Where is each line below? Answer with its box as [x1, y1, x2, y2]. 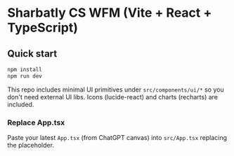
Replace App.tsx [7, 118, 65, 127]
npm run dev [7, 72, 42, 80]
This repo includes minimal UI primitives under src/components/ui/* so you [7, 85, 224, 94]
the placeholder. [7, 141, 55, 150]
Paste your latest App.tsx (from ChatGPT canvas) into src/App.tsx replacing [7, 134, 227, 142]
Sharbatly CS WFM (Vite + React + [7, 5, 212, 21]
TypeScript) [7, 20, 79, 36]
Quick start [7, 48, 58, 59]
